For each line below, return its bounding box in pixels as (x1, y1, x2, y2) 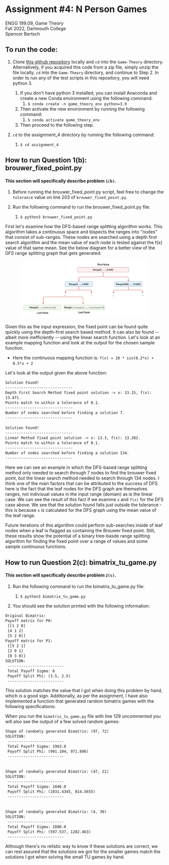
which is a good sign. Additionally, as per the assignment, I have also (5, 693, 148, 699)
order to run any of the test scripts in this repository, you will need (12, 74, 149, 81)
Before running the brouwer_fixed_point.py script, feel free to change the (12, 189, 164, 195)
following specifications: (5, 703, 56, 709)
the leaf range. (5, 513, 36, 519)
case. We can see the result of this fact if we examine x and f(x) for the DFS (5, 497, 164, 503)
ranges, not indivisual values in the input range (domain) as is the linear (5, 491, 153, 497)
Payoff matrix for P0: (5, 618, 53, 623)
